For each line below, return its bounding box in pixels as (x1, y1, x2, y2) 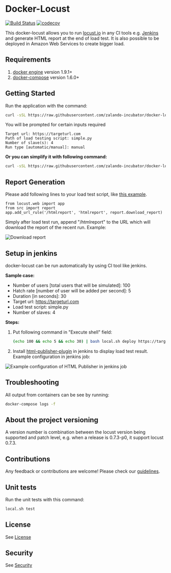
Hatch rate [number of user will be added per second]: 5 (12, 287, 131, 293)
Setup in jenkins (5, 249, 58, 258)
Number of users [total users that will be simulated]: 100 (12, 282, 131, 288)
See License (5, 534, 32, 540)
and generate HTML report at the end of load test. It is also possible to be (5, 35, 159, 41)
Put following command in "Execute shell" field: (12, 329, 112, 335)
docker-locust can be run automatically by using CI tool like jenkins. (5, 262, 148, 268)
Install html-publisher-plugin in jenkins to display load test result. (12, 348, 149, 354)
